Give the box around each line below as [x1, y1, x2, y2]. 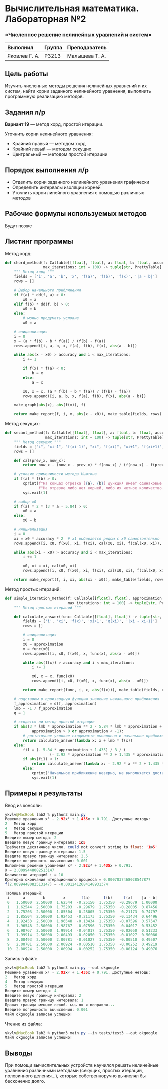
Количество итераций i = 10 [5, 872, 64, 877]
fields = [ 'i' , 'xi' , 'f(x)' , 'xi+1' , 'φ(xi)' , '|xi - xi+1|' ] [23, 619, 157, 624]
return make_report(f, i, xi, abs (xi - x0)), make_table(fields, [14, 577, 153, 582]
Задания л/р [5, 108, 46, 116]
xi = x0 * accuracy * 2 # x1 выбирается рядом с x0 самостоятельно [14, 536, 160, 541]
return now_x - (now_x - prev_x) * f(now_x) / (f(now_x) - [23, 463, 149, 468]
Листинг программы [5, 237, 73, 246]
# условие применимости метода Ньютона [14, 472, 97, 477]
